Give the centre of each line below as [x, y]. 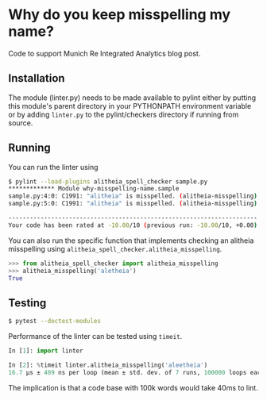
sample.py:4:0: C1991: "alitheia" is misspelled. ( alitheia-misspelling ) [133, 196]
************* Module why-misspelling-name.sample [94, 189]
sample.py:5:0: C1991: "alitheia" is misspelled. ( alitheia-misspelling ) [133, 204]
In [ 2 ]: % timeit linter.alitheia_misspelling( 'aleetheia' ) [108, 365]
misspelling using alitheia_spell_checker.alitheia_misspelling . [115, 248]
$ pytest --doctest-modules [55, 321]
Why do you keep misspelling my [120, 15]
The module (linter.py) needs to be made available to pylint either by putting [132, 98]
